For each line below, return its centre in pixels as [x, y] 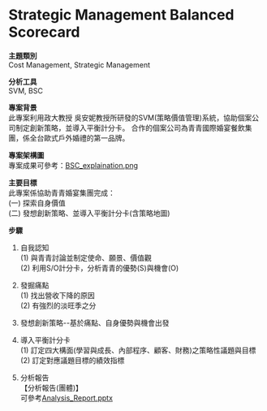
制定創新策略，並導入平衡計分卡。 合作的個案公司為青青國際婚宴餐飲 [130, 128]
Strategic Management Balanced [121, 15]
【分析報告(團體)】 [52, 387]
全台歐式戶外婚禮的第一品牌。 [80, 138]
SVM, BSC [26, 90]
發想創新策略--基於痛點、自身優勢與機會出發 [95, 322]
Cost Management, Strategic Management [80, 65]
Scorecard [44, 32]
